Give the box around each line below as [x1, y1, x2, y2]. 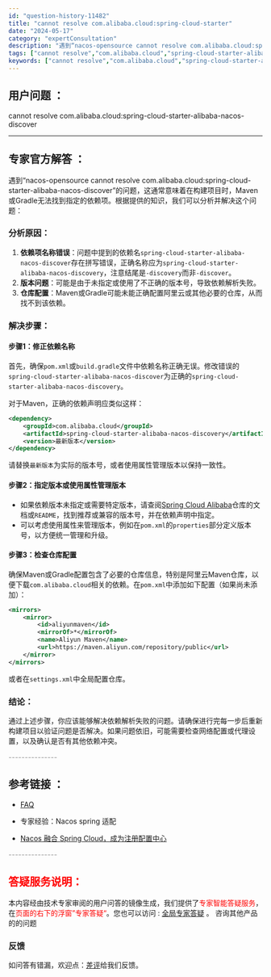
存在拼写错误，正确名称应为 [71, 258, 164, 267]
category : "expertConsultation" [8, 34, 117, 43]
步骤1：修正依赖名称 [8, 342, 76, 351]
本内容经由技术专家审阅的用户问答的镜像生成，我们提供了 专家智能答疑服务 [8, 898, 256, 908]
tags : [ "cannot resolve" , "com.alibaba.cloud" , [8, 49, 168, 57]
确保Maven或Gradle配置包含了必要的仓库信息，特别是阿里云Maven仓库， [8, 569, 252, 579]
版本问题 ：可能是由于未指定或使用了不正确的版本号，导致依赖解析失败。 [19, 278, 261, 287]
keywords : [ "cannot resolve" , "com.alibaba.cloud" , [8, 57, 182, 65]
